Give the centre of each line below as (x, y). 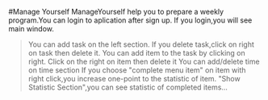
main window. (31, 29)
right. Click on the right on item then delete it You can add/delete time (144, 61)
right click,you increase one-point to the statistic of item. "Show (134, 79)
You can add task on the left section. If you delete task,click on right (141, 44)
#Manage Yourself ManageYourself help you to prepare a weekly (116, 12)
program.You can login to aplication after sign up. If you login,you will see (130, 20)
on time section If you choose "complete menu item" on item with (137, 70)
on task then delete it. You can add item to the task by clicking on (136, 53)
